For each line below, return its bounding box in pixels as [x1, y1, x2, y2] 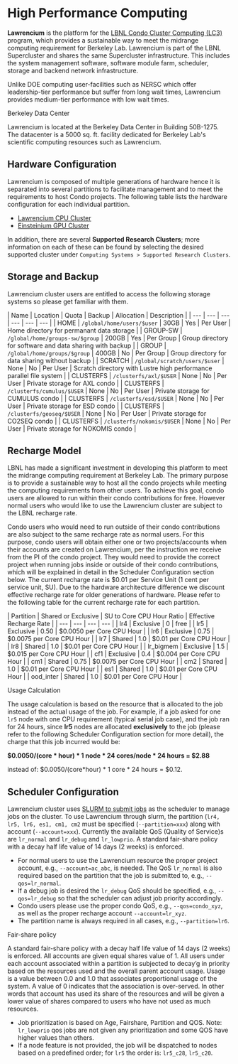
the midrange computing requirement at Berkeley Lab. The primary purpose [7, 471, 229, 480]
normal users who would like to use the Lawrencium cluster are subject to [7, 501, 223, 510]
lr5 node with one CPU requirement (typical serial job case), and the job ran [7, 715, 230, 724]
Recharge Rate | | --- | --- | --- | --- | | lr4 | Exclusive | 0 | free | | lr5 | [7, 620, 208, 628]
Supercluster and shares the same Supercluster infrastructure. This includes [7, 51, 230, 60]
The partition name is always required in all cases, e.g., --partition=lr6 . [17, 917, 230, 925]
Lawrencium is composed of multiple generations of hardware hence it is [7, 177, 221, 186]
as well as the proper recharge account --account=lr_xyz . [17, 909, 187, 918]
